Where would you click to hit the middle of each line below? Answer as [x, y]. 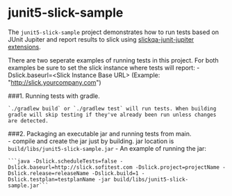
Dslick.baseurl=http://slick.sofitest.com [70, 167]
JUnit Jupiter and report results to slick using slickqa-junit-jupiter [101, 39]
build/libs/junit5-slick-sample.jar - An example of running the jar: [107, 148]
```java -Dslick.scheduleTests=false [63, 161]
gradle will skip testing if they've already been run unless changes [112, 115]
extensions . [24, 47]
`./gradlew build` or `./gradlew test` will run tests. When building [112, 108]
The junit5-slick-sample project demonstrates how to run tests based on [114, 32]
